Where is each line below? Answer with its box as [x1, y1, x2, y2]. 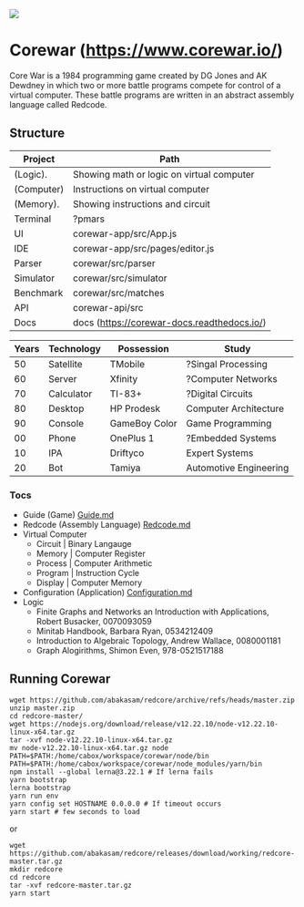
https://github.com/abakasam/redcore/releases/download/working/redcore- [9, 849, 296, 858]
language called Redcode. [9, 98, 107, 109]
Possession [117, 342, 170, 355]
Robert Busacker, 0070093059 [35, 616, 153, 627]
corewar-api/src [72, 301, 144, 314]
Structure [9, 126, 66, 141]
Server [48, 372, 77, 385]
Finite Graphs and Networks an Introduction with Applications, [35, 606, 270, 617]
